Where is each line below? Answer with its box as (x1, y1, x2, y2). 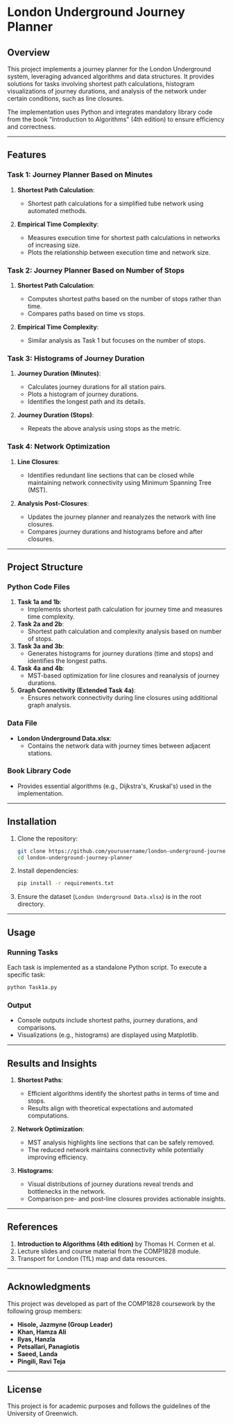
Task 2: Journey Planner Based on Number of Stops (7, 265, 185, 275)
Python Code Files (7, 582, 71, 592)
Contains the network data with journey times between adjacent (27, 741, 211, 750)
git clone (17, 848, 46, 855)
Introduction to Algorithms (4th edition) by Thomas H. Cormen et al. (17, 1239, 216, 1248)
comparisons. (17, 1024, 57, 1032)
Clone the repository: (17, 834, 78, 843)
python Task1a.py (7, 984, 58, 990)
